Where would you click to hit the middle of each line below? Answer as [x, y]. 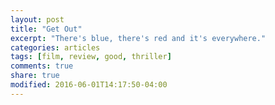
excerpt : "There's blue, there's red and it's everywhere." [138, 38]
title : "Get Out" [46, 29]
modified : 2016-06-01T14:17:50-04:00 [89, 85]
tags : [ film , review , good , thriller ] [91, 57]
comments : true [42, 66]
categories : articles [55, 47]
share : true [35, 76]
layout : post [37, 19]
